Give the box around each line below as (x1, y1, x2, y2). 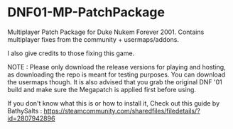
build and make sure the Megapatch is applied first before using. (7, 85, 197, 94)
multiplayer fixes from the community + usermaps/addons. (7, 35, 180, 43)
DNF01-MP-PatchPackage (7, 4, 166, 21)
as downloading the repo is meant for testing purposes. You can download (7, 70, 226, 79)
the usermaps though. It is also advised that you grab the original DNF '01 (7, 77, 222, 86)
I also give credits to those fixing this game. (7, 49, 135, 57)
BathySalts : (7, 106, 43, 115)
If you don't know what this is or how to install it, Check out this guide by (7, 99, 220, 107)
